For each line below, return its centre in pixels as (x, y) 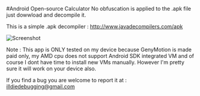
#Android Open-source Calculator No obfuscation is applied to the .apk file (99, 9)
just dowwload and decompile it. (46, 15)
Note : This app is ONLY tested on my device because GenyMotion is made (99, 49)
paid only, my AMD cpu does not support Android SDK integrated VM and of (100, 56)
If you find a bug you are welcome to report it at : (66, 80)
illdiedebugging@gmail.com (41, 86)
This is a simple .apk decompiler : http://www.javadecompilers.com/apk (95, 27)
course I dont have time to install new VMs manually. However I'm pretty (95, 62)
